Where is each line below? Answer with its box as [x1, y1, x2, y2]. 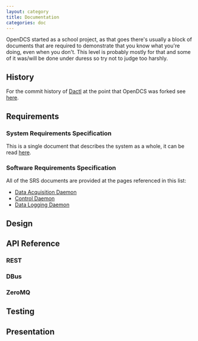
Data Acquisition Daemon [14, 189, 77, 196]
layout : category [6, 8, 49, 15]
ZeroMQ [6, 288, 31, 297]
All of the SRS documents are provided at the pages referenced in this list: [6, 177, 186, 184]
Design [6, 218, 33, 228]
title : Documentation [6, 14, 60, 20]
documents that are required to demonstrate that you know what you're [6, 42, 180, 49]
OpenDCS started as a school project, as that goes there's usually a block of [6, 36, 192, 43]
